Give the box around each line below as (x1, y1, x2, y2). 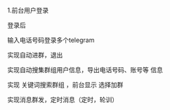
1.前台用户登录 (7, 6, 49, 14)
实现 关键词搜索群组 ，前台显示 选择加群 (7, 81, 124, 89)
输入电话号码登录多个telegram (7, 36, 95, 44)
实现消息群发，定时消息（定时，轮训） (7, 95, 118, 104)
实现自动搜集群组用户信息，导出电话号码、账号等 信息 (7, 66, 163, 74)
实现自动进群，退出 (7, 51, 63, 59)
